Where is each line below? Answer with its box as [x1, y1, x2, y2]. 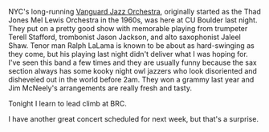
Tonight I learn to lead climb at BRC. [8, 99, 127, 108]
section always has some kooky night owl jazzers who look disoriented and [8, 66, 257, 75]
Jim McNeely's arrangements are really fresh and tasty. [8, 83, 193, 93]
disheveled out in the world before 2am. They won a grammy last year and [8, 75, 255, 84]
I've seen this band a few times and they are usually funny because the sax [8, 58, 257, 67]
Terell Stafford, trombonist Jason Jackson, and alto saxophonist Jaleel [8, 32, 241, 42]
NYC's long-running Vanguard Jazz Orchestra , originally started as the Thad [8, 7, 261, 16]
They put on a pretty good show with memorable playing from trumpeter [8, 24, 248, 33]
